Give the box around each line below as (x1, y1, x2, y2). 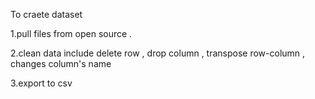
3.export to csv (10, 77, 73, 89)
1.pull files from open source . (10, 28, 133, 39)
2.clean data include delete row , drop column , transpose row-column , (10, 47, 306, 59)
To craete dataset (10, 9, 83, 20)
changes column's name (10, 58, 112, 69)
